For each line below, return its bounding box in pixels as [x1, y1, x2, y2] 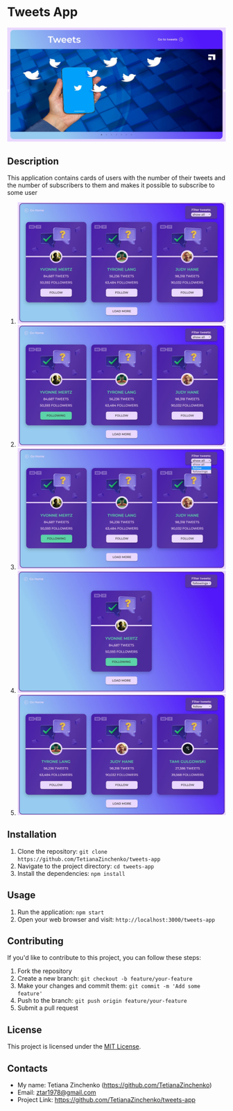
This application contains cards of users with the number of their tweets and [7, 174, 225, 182]
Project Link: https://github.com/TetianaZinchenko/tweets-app [17, 1096, 196, 1104]
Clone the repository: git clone [17, 847, 107, 855]
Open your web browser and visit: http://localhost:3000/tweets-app [17, 915, 216, 923]
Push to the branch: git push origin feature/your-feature [17, 997, 187, 1005]
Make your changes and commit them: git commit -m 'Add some [17, 982, 201, 990]
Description [7, 155, 59, 167]
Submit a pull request [17, 1004, 78, 1013]
